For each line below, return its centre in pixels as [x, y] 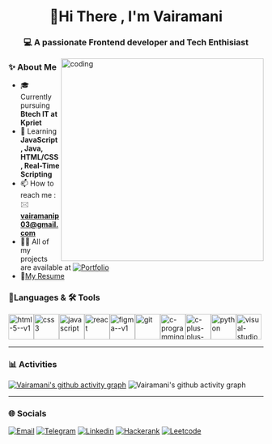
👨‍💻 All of [35, 241]
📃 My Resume [42, 276]
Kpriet [31, 123]
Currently [36, 97]
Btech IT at [39, 114]
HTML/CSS [39, 157]
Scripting [36, 174]
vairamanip [39, 216]
